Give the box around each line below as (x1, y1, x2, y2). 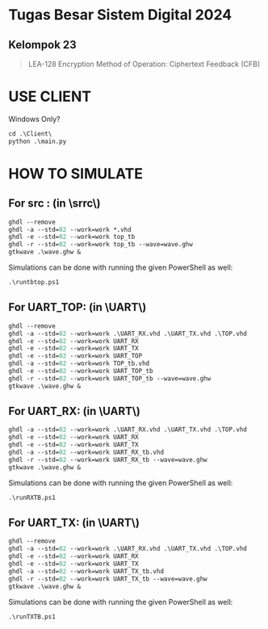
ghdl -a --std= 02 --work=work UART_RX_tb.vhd (8, 448, 164, 457)
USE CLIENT (8, 87, 91, 106)
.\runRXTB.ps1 (8, 493, 57, 501)
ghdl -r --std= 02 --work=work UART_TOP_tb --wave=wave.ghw (8, 374, 211, 383)
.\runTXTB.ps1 (8, 612, 57, 621)
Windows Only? (8, 114, 61, 124)
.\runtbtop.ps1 (8, 279, 60, 287)
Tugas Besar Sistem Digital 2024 (8, 6, 232, 24)
